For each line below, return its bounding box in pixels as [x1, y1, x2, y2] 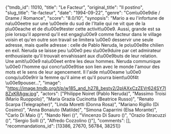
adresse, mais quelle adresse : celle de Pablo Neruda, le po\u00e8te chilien [5, 42, 164, 48]
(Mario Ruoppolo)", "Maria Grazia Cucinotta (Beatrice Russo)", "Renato [5, 96, 154, 102]
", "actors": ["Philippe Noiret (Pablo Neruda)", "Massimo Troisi [36, 91, 166, 96]
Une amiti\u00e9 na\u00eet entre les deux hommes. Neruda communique [5, 58, 161, 64]
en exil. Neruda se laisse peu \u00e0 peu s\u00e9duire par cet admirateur [5, 48, 161, 53]
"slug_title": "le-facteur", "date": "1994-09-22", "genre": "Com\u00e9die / [5, 10, 160, 16]
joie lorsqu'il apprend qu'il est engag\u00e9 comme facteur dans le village [5, 31, 162, 37]
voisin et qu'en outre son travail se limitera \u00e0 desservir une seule [5, 37, 154, 43]
